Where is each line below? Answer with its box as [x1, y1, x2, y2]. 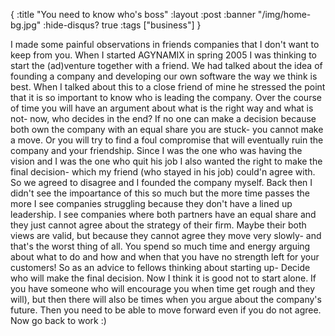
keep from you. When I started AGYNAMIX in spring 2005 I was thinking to [10, 49, 317, 61]
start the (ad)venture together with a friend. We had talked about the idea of [10, 60, 323, 71]
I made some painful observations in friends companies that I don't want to [10, 39, 320, 50]
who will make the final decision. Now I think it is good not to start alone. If [10, 272, 317, 284]
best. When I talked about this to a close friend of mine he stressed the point [10, 81, 326, 93]
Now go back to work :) [10, 315, 107, 326]
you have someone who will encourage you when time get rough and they [10, 283, 316, 294]
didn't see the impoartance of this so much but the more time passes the [10, 187, 311, 199]
